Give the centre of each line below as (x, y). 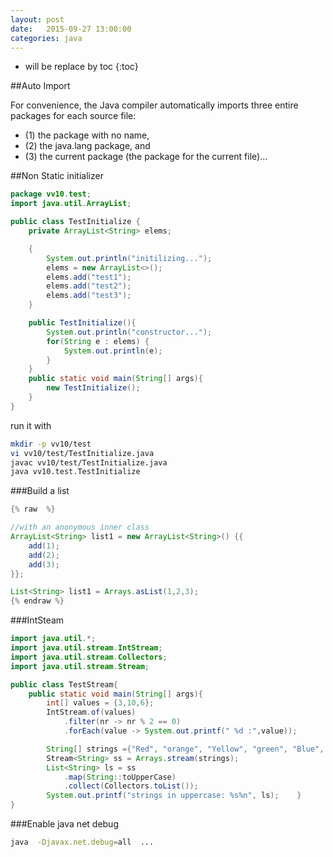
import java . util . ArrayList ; (71, 204)
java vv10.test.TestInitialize (75, 472)
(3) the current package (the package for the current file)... (146, 157)
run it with (31, 425)
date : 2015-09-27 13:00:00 (71, 29)
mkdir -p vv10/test (51, 444)
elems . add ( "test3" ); (89, 296)
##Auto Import (40, 86)
